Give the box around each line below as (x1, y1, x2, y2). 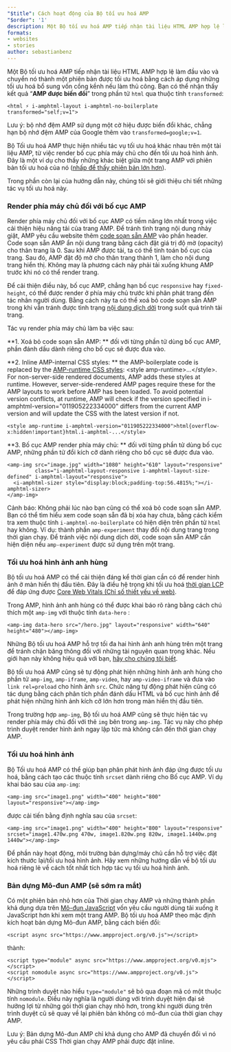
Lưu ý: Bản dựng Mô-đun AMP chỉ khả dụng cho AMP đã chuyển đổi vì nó (7, 1030, 217, 1038)
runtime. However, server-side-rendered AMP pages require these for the (7, 380, 216, 389)
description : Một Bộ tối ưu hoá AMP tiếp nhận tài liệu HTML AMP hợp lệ (7, 23, 220, 30)
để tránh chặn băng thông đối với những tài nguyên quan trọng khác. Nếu (7, 647, 215, 655)
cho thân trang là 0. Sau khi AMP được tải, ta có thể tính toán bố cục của (7, 246, 212, 255)
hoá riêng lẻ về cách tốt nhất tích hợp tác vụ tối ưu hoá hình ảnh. (7, 863, 190, 871)
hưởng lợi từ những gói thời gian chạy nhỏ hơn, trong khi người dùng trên (7, 1002, 212, 1010)
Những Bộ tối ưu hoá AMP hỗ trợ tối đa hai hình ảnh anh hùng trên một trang (7, 640, 223, 648)
